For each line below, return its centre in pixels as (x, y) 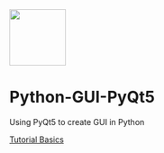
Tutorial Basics (37, 139)
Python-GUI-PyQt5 (82, 97)
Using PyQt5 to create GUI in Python (77, 121)
